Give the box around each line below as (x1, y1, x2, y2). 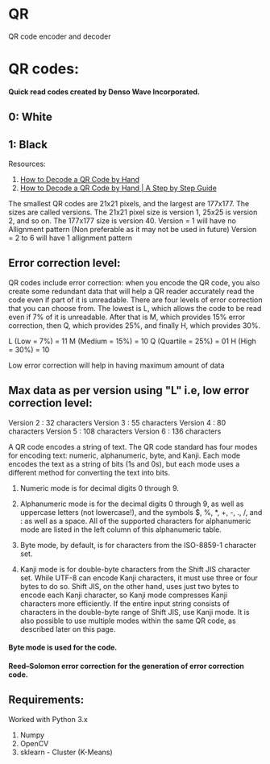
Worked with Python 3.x (8, 714, 89, 724)
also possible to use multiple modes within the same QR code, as (19, 616, 236, 625)
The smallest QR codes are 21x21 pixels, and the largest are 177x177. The (8, 198, 250, 208)
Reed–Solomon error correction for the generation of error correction (8, 661, 244, 671)
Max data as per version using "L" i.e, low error (8, 384, 250, 397)
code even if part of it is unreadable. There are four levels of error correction (8, 295, 263, 305)
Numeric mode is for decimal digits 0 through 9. (19, 483, 179, 492)
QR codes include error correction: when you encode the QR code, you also (8, 277, 260, 287)
